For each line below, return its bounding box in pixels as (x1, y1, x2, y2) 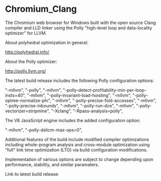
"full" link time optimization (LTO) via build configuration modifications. (5, 147, 148, 153)
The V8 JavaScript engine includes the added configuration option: (5, 117, 141, 123)
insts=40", (5, 92, 26, 98)
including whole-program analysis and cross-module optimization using (5, 141, 150, 148)
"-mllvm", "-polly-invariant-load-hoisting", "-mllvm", (26, 92, 132, 98)
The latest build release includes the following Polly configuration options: (5, 78, 154, 83)
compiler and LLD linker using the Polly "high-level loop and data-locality (5, 25, 153, 30)
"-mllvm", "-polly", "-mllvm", (5, 87, 62, 93)
